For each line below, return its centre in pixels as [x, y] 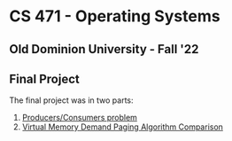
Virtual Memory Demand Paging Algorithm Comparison [123, 127]
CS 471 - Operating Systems [115, 16]
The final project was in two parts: [72, 100]
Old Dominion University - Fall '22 [104, 49]
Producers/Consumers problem [79, 118]
